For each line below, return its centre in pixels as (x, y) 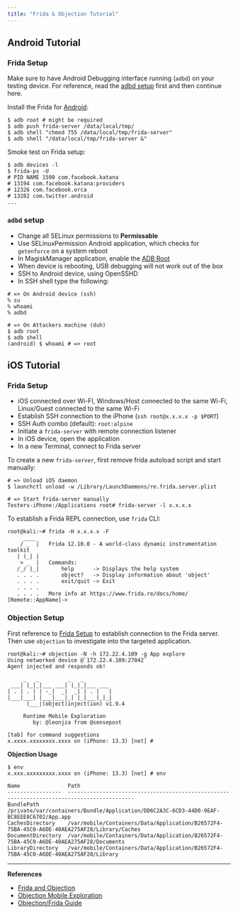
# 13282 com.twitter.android (50, 196)
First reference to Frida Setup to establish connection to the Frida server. (113, 633)
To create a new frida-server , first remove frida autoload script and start (114, 460)
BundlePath (23, 804)
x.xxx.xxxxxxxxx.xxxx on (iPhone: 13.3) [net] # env (87, 773)
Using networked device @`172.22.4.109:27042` (77, 660)
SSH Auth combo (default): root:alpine (75, 424)
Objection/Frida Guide (50, 903)
